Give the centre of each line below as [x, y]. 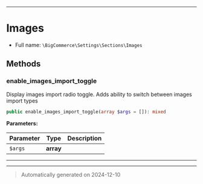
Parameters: [22, 123]
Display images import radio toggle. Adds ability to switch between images [99, 94]
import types [22, 101]
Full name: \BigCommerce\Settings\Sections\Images [79, 45]
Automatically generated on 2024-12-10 [71, 174]
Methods [24, 64]
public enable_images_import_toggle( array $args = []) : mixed [86, 112]
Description [85, 138]
